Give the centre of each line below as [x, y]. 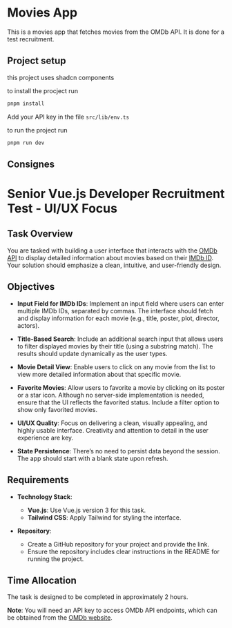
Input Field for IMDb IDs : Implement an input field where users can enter [120, 303]
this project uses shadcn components [61, 77]
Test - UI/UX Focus [62, 209]
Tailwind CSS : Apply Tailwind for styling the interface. [104, 517]
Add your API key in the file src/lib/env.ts [68, 117]
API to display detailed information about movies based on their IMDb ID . [110, 257]
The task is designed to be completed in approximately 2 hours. [98, 597]
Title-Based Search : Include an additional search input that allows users [120, 339]
